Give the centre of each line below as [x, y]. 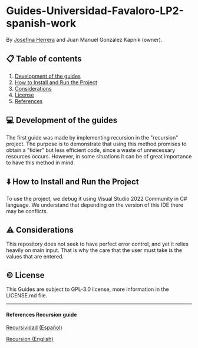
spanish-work [41, 23]
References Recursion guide [42, 314]
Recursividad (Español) [34, 327]
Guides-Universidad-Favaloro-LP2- [95, 11]
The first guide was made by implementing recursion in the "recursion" [92, 137]
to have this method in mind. [41, 163]
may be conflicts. [27, 211]
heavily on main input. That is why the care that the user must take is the [94, 250]
